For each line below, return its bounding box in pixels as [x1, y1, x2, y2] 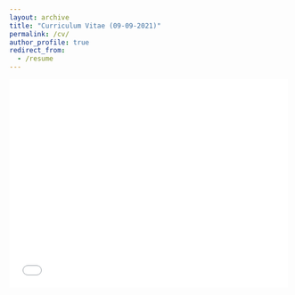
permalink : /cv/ [9, 29, 70, 38]
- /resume [17, 54, 53, 63]
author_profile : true [9, 37, 90, 47]
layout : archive [9, 12, 70, 22]
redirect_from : [9, 46, 66, 55]
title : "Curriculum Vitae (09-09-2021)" [9, 21, 162, 30]
